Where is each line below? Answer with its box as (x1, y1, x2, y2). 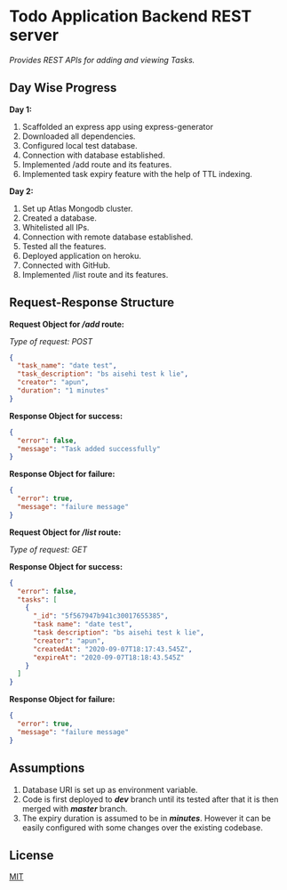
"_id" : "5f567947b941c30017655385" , (32, 611, 169, 620)
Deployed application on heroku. (21, 250, 142, 261)
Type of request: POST (9, 336, 93, 346)
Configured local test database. (21, 140, 138, 150)
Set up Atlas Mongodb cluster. (21, 203, 133, 214)
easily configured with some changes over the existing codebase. (21, 821, 264, 833)
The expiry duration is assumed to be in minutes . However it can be (21, 813, 271, 823)
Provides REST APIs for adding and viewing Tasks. (9, 54, 195, 65)
